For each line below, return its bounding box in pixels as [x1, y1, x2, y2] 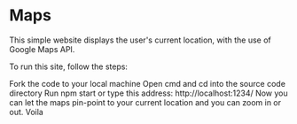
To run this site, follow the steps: [9, 61, 129, 72]
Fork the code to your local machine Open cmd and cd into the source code [9, 78, 286, 89]
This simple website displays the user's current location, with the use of [9, 35, 272, 45]
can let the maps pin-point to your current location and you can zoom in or [9, 97, 282, 107]
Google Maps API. [9, 43, 75, 54]
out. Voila [9, 106, 44, 117]
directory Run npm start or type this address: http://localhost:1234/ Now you [9, 88, 288, 98]
